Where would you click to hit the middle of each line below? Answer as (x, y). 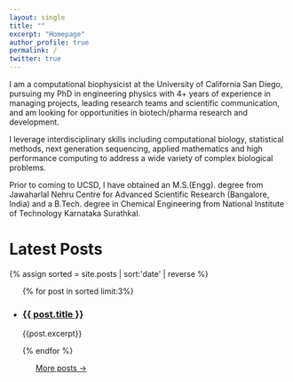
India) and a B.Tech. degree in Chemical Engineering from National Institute (147, 204)
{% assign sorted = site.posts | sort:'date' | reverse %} (109, 273)
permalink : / (33, 51)
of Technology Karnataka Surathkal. (75, 213)
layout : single (37, 17)
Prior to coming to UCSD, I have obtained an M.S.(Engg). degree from (136, 185)
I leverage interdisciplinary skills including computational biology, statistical (146, 139)
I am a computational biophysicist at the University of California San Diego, (146, 84)
